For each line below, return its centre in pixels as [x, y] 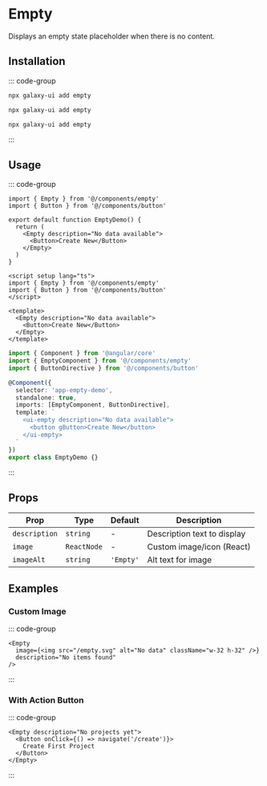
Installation [37, 61]
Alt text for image [180, 560]
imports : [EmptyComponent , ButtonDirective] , [93, 405]
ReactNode [84, 547]
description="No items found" [66, 657]
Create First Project [59, 747]
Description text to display [196, 534]
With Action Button [46, 700]
